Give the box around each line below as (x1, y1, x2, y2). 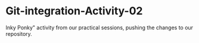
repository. (5, 30, 32, 37)
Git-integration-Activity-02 (5, 4, 143, 18)
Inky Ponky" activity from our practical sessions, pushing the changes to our (5, 24, 194, 31)
